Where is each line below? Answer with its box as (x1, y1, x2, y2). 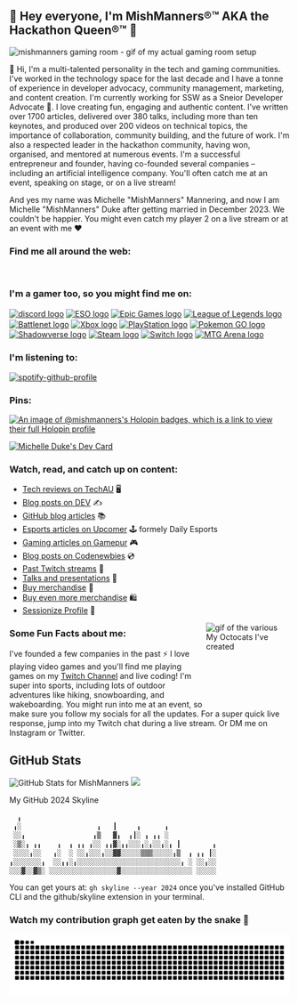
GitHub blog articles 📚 (21, 511, 107, 522)
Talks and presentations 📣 (21, 573, 117, 584)
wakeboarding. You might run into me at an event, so (9, 699, 203, 709)
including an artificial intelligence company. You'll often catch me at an (9, 167, 269, 178)
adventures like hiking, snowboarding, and (9, 689, 165, 700)
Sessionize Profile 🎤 (21, 605, 96, 616)
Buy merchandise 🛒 (21, 582, 94, 593)
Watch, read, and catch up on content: (9, 463, 179, 475)
